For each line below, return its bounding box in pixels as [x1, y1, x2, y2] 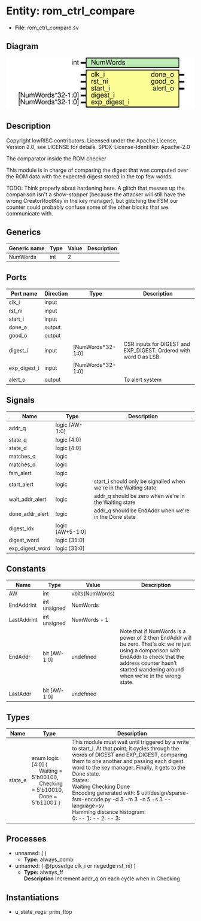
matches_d [8, 461, 36, 468]
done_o [8, 324, 28, 331]
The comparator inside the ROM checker [6, 154, 106, 162]
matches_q [8, 453, 36, 460]
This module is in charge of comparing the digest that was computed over [6, 166, 188, 174]
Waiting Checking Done [72, 783, 130, 791]
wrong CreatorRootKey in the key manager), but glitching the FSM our [6, 197, 178, 204]
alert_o [8, 376, 26, 384]
